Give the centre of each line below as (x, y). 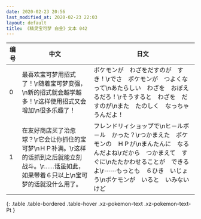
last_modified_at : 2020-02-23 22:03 (52, 17)
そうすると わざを (149, 97)
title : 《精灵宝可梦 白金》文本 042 (47, 28)
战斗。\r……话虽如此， (53, 166)
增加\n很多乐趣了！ (49, 110)
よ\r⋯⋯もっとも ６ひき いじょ (141, 171)
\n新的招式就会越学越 (52, 92)
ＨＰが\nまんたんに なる (153, 144)
